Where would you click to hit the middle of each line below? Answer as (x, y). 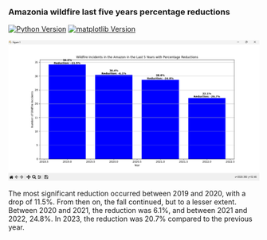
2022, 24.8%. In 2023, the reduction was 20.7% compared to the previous (130, 219)
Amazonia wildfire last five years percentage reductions (119, 12)
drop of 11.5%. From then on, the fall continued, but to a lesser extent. (122, 202)
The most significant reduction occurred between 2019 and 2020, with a (127, 194)
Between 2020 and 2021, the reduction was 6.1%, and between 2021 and (128, 211)
